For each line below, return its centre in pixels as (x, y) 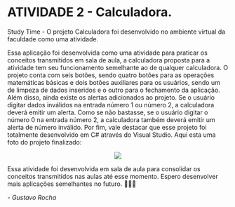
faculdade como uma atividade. (53, 39)
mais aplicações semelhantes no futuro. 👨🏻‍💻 (72, 184)
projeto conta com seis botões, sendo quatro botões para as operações (111, 75)
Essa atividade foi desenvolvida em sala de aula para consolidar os (104, 168)
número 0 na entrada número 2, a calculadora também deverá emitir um (111, 119)
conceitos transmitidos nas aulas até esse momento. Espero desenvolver (113, 176)
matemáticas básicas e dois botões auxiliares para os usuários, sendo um (114, 82)
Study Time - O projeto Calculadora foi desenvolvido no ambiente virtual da (116, 32)
